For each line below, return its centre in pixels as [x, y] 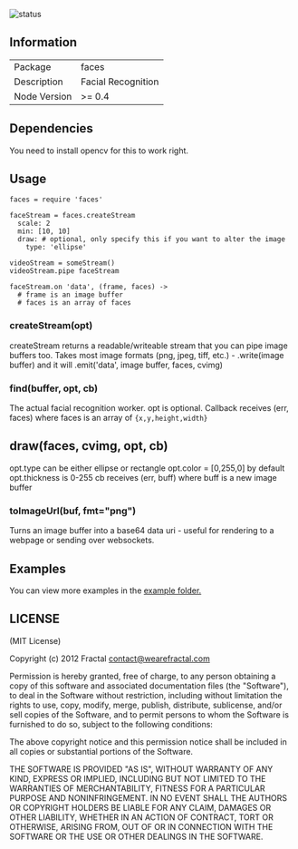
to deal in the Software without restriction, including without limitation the [146, 695]
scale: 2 [34, 224]
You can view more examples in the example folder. [106, 590]
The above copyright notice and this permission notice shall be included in [148, 742]
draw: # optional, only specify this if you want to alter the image [151, 239]
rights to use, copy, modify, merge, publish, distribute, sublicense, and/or [146, 705]
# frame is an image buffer [71, 295]
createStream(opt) [51, 326]
